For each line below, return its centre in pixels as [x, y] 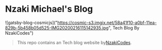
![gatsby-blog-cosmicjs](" [31, 23]
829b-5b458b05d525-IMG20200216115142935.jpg [57, 27]
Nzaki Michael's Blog [49, 9]
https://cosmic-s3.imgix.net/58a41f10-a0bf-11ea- [107, 23]
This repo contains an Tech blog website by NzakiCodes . [74, 42]
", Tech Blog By [124, 27]
